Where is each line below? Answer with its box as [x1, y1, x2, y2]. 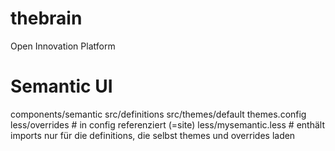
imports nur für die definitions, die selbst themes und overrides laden [10, 129, 296, 141]
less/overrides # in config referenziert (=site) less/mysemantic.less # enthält [10, 118, 325, 131]
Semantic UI [10, 75, 113, 98]
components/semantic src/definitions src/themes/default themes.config [10, 108, 307, 120]
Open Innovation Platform [10, 40, 116, 52]
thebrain [10, 7, 83, 30]
